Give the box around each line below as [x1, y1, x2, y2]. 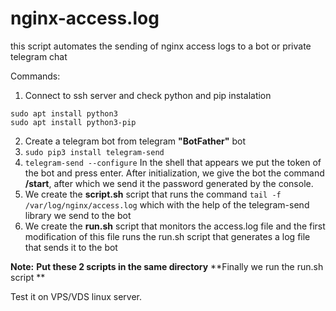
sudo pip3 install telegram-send [24, 147, 165, 157]
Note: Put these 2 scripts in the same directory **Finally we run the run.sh [10, 260, 324, 272]
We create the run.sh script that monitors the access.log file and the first [24, 220, 326, 232]
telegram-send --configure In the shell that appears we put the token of [24, 156, 322, 168]
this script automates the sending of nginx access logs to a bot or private [10, 40, 312, 52]
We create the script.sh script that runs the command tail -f [24, 188, 282, 200]
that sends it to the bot [24, 241, 118, 253]
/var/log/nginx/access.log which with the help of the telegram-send [24, 198, 310, 211]
